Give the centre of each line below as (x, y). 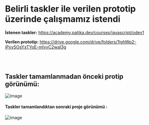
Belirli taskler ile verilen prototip (70, 9)
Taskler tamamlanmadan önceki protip (64, 76)
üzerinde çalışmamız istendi (63, 19)
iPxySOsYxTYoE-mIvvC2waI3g (36, 47)
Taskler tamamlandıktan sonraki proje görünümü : (56, 107)
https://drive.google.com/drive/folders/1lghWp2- (88, 42)
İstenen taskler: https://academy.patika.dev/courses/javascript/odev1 (74, 32)
